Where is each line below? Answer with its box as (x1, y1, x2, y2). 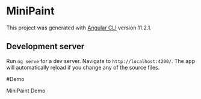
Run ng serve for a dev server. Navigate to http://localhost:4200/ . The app (6, 57, 196, 64)
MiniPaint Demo (6, 87, 46, 94)
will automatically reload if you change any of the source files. (6, 64, 160, 71)
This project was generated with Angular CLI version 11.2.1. (6, 24, 152, 31)
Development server (6, 41, 85, 52)
